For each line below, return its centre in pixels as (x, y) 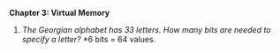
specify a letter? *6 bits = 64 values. (89, 39)
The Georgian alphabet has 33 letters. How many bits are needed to (146, 30)
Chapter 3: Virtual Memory (60, 13)
